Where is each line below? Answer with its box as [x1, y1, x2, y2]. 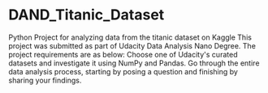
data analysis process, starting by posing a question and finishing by [8, 66, 238, 76]
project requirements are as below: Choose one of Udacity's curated [8, 49, 238, 59]
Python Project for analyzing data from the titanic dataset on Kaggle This [8, 32, 252, 42]
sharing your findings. [8, 75, 82, 85]
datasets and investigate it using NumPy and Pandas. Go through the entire [8, 58, 260, 68]
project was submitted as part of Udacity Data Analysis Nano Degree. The [8, 40, 256, 50]
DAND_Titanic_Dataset [8, 6, 165, 24]
